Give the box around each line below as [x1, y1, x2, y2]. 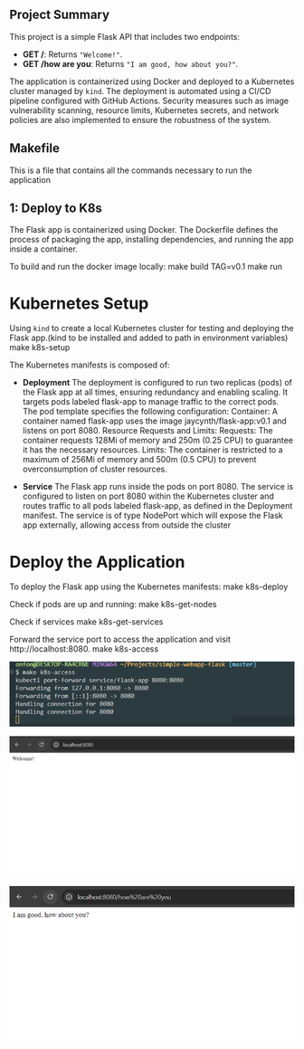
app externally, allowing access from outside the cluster [22, 520, 232, 530]
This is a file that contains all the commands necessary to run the [9, 165, 252, 176]
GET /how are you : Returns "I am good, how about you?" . [22, 58, 239, 69]
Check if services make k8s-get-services [9, 616, 164, 627]
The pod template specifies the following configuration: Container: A [22, 406, 279, 417]
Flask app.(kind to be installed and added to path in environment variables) [9, 332, 289, 343]
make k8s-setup [9, 342, 71, 353]
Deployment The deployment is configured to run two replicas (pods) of [22, 377, 292, 388]
